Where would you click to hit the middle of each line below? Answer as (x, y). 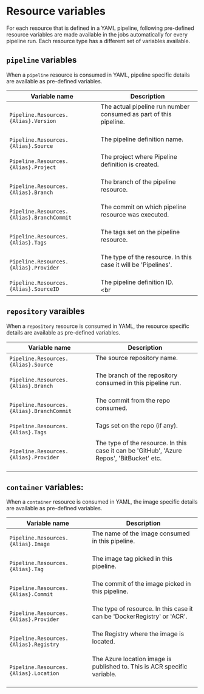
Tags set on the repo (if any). (137, 425)
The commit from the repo (133, 400)
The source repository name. (137, 358)
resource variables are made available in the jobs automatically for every (97, 34)
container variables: (45, 487)
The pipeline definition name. (142, 139)
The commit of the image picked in (141, 584)
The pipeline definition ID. (137, 282)
